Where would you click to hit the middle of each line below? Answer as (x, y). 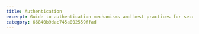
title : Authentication (34, 11)
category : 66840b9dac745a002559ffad (51, 22)
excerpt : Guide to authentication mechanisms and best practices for (94, 17)
